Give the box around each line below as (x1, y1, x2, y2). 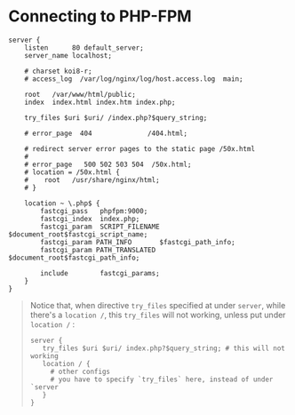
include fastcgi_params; (40, 268, 161, 277)
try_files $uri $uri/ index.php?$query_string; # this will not (42, 344, 285, 353)
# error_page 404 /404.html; (24, 129, 188, 138)
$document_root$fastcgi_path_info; (8, 253, 140, 262)
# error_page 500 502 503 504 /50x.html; (24, 160, 192, 169)
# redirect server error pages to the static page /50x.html (24, 144, 255, 153)
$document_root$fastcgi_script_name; (8, 229, 148, 239)
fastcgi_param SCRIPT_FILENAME (40, 222, 161, 231)
